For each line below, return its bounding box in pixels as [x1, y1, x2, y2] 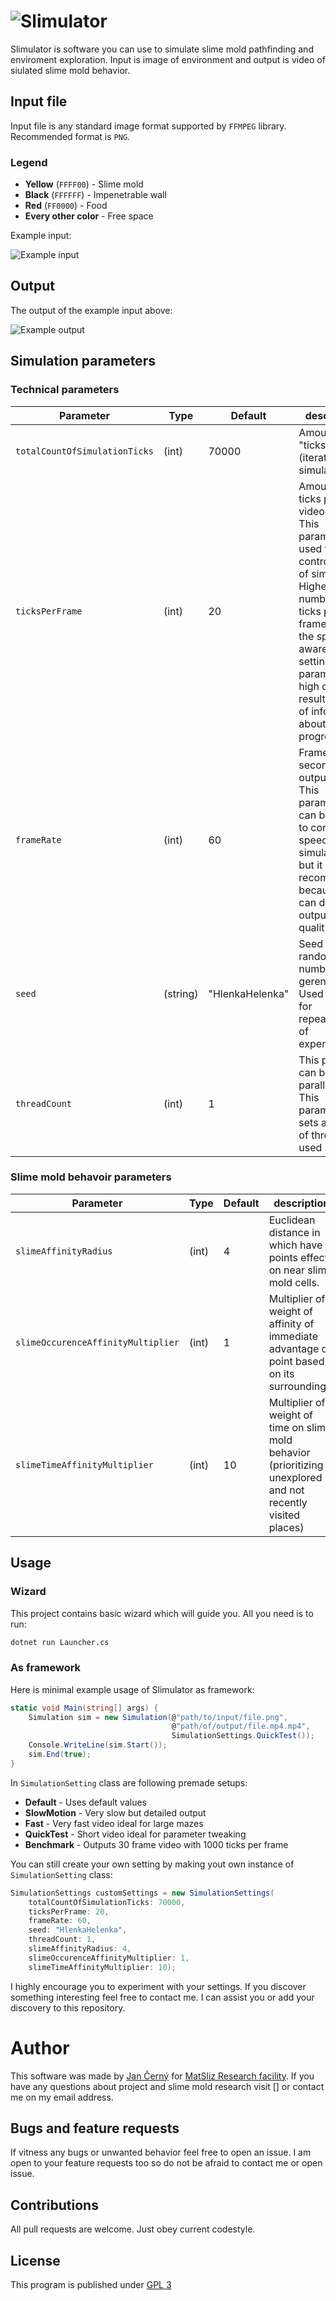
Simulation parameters [10, 353, 156, 370]
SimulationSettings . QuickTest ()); [171, 1731, 315, 1741]
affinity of [268, 1316, 315, 1330]
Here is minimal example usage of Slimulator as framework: [10, 1683, 255, 1695]
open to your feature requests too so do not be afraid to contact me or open [10, 2157, 323, 2169]
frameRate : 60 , [28, 1916, 92, 1926]
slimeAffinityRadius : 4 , [28, 1944, 132, 1954]
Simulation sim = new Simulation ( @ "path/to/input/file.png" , [28, 1712, 288, 1722]
